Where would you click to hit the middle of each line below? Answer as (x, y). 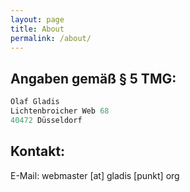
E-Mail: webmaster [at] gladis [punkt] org (95, 175)
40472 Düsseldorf (46, 120)
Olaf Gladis (35, 102)
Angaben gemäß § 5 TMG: (93, 78)
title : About (37, 29)
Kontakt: (38, 151)
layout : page (37, 19)
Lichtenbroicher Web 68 (60, 111)
